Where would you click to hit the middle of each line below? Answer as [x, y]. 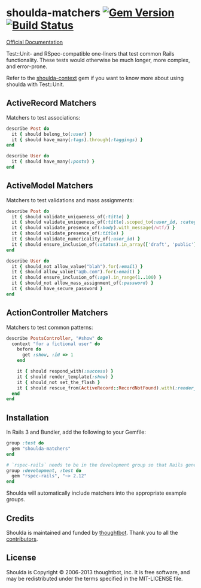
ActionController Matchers [57, 313]
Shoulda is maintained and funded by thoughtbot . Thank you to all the [92, 533]
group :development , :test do [44, 470]
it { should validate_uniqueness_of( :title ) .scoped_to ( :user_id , [95, 222]
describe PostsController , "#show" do [54, 338]
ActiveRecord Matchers [51, 103]
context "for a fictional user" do [56, 344]
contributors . [22, 539]
